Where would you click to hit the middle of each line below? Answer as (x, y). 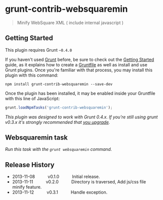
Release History (30, 165)
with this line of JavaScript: (33, 98)
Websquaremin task (36, 138)
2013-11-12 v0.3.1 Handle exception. (60, 192)
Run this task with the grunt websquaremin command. (58, 149)
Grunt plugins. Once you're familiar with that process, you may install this (79, 70)
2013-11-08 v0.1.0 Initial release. (56, 177)
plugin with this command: (32, 75)
